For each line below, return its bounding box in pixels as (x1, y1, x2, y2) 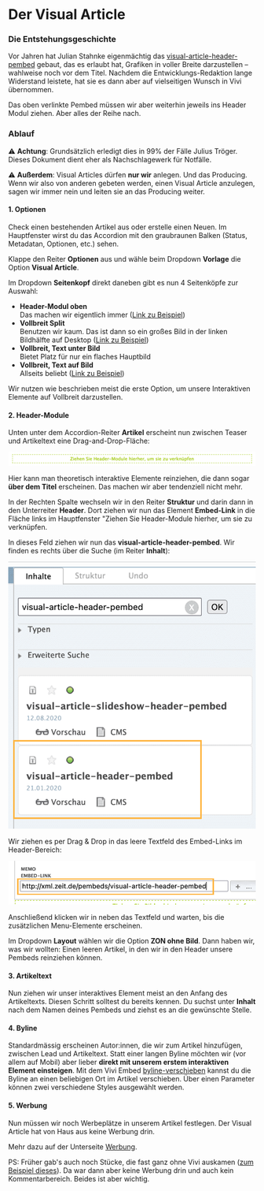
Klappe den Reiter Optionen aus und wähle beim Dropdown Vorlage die (8, 254, 241, 263)
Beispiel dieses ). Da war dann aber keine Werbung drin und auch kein (8, 1165, 234, 1175)
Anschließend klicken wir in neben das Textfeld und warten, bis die (8, 913, 225, 922)
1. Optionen (8, 205, 46, 214)
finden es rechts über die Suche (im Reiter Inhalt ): (8, 545, 170, 555)
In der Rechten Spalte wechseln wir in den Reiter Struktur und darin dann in (8, 497, 254, 506)
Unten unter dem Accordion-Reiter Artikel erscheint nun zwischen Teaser (8, 428, 247, 437)
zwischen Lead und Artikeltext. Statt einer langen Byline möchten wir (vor (8, 1049, 246, 1059)
